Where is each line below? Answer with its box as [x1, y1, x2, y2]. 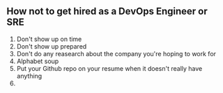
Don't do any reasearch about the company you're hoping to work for [16, 49, 217, 58]
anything [16, 71, 43, 80]
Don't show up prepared [16, 42, 87, 51]
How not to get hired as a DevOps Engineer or [6, 6, 208, 17]
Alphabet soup [16, 57, 59, 65]
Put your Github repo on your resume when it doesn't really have [16, 64, 203, 72]
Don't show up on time [16, 35, 82, 43]
